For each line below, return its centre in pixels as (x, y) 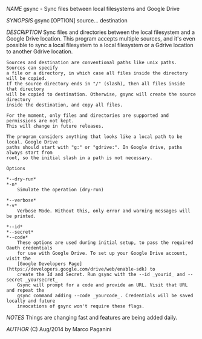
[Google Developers (42, 264)
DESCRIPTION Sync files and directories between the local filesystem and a (101, 32)
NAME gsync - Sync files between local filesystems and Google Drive (93, 9)
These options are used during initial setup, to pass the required (105, 243)
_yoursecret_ (42, 280)
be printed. (21, 216)
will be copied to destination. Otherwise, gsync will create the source (101, 94)
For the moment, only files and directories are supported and (88, 116)
